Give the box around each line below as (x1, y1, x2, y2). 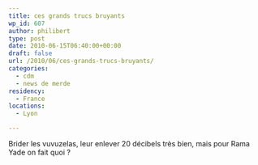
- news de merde (15, 79, 71, 87)
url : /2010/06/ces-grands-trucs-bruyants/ (8, 57, 154, 66)
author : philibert (8, 27, 71, 35)
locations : (8, 102, 45, 110)
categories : (8, 65, 49, 73)
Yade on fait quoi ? (8, 147, 71, 157)
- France (15, 95, 45, 103)
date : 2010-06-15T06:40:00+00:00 (8, 42, 122, 50)
